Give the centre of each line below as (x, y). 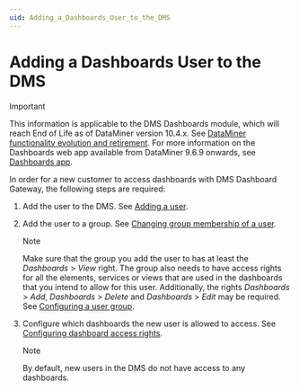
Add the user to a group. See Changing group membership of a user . (149, 223)
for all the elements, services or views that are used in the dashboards (152, 277)
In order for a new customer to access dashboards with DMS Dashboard (143, 179)
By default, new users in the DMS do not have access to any (134, 368)
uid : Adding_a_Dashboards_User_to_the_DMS (90, 18)
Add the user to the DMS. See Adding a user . (105, 206)
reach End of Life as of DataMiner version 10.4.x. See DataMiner (128, 133)
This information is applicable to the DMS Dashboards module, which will (145, 123)
